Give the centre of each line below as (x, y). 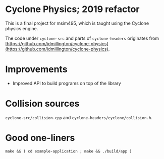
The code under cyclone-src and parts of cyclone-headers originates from (82, 38)
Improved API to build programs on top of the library (67, 83)
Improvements (36, 69)
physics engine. (22, 28)
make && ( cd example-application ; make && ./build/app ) (69, 151)
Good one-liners (40, 138)
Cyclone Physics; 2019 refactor (72, 9)
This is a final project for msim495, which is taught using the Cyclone (77, 23)
